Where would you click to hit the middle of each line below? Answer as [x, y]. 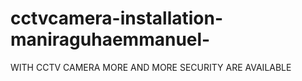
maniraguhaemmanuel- [110, 39]
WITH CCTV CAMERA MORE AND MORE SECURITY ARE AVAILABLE [151, 67]
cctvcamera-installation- [117, 18]
